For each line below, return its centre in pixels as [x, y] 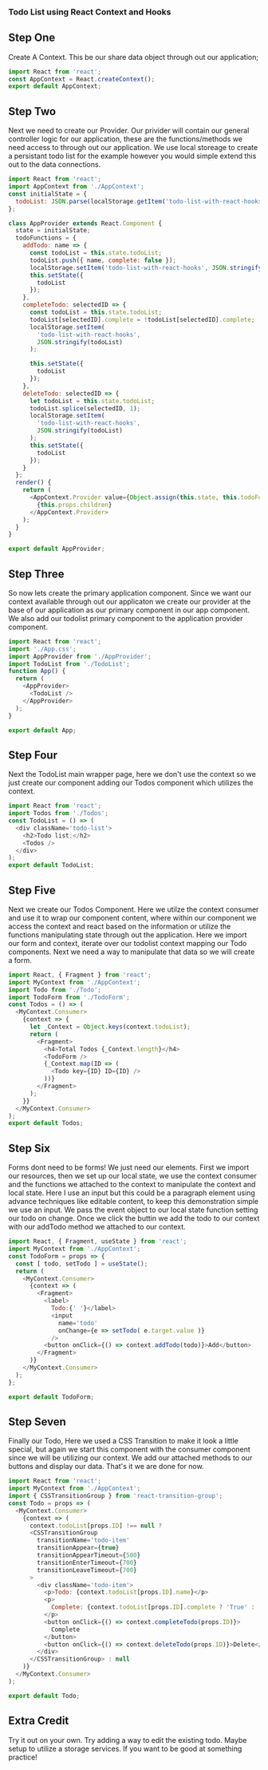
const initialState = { [48, 194]
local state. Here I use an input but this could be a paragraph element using [132, 1193]
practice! [23, 1757]
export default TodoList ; [51, 865]
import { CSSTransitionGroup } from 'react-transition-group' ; [116, 1496]
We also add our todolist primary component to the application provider [126, 618]
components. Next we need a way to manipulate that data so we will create [132, 952]
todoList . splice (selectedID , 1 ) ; [85, 408]
